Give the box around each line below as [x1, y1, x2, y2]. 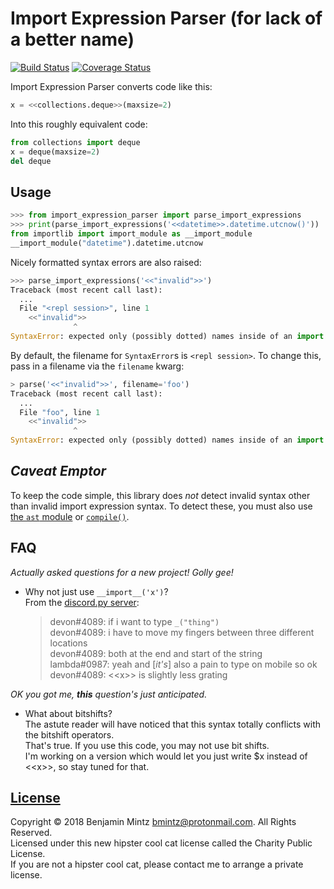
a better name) [10, 28, 135, 51]
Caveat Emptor [10, 463, 107, 480]
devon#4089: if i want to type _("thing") [49, 615, 220, 627]
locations [49, 637, 88, 649]
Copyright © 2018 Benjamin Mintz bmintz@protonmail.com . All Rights [10, 816, 297, 828]
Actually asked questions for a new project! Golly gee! [10, 566, 234, 578]
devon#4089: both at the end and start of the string [49, 647, 263, 659]
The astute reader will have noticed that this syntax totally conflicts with [24, 718, 322, 730]
